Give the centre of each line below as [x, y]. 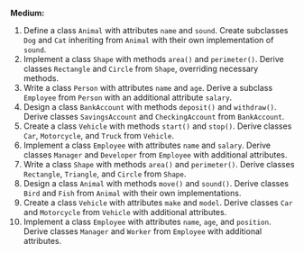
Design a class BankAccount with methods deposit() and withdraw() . [150, 107]
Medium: [28, 13]
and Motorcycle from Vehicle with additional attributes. [125, 212]
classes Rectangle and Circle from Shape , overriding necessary [141, 68]
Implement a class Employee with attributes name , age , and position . [147, 221]
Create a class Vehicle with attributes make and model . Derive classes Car [158, 203]
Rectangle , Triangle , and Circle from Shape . [105, 174]
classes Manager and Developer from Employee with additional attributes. [155, 155]
